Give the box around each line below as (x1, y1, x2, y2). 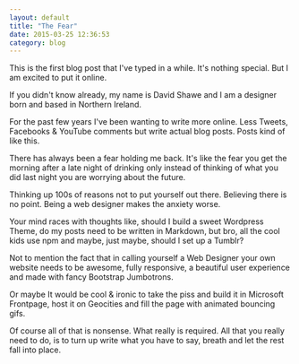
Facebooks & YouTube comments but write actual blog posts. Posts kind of (9, 126, 286, 137)
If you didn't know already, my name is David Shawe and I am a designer (9, 90, 278, 100)
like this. (9, 135, 40, 146)
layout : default (9, 13, 70, 22)
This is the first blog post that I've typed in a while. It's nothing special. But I (9, 63, 289, 74)
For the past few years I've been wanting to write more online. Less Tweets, (9, 117, 288, 127)
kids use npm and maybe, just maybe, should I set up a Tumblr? (9, 235, 244, 247)
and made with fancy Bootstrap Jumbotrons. (9, 272, 174, 282)
